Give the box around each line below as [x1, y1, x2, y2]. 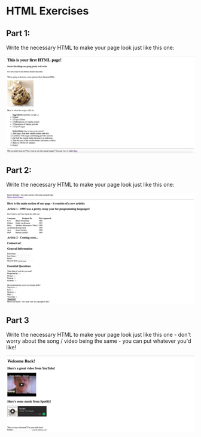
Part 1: [6, 28, 31, 38]
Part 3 [6, 315, 29, 325]
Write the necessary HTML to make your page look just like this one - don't [6, 331, 191, 339]
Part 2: [6, 165, 32, 175]
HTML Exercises [6, 4, 89, 18]
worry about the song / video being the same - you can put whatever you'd [6, 337, 191, 345]
